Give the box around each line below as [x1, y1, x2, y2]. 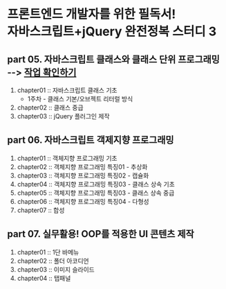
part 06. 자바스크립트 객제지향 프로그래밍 [7, 134, 174, 146]
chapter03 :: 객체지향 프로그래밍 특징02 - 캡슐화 [17, 171, 149, 179]
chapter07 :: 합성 [17, 206, 65, 214]
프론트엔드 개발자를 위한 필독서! [7, 6, 176, 22]
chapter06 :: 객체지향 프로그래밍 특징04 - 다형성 [17, 197, 150, 205]
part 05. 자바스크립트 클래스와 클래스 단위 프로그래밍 [7, 53, 220, 65]
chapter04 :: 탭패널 [17, 274, 71, 282]
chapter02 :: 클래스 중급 [17, 103, 84, 112]
